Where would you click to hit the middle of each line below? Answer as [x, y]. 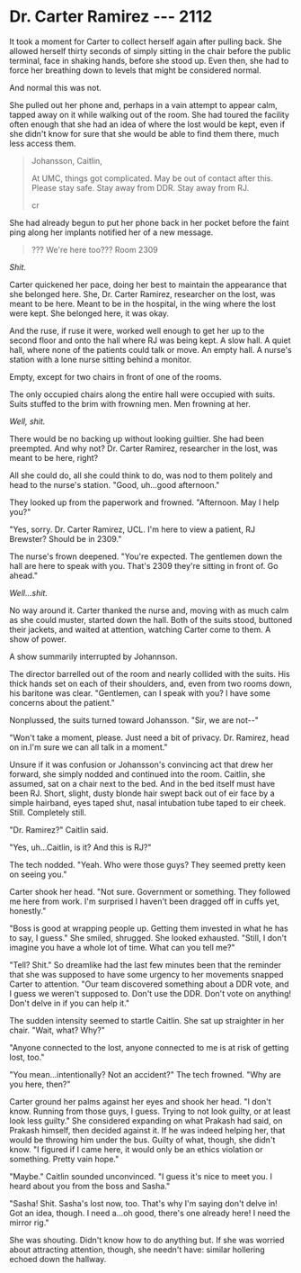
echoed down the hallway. [58, 1259]
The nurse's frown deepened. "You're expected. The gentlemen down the [146, 556]
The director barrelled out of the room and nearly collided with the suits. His [150, 673]
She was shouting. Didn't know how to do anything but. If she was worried [147, 1240]
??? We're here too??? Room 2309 [95, 249]
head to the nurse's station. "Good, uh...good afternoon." [115, 484]
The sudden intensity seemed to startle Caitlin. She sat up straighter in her [147, 1020]
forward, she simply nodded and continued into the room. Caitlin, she [137, 774]
